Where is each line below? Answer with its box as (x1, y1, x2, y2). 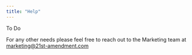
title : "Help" (6, 8, 41, 15)
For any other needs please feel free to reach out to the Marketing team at (6, 36, 187, 43)
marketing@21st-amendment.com (6, 42, 89, 49)
